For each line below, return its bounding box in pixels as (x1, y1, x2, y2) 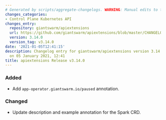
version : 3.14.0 (9, 35, 43, 40)
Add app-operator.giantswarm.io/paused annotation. (12, 85, 120, 92)
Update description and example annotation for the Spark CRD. (12, 109, 141, 115)
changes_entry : (5, 21, 37, 26)
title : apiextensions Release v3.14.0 (5, 58, 85, 63)
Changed (5, 98, 28, 105)
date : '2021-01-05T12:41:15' (5, 44, 65, 49)
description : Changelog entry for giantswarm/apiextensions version (5, 49, 149, 54)
